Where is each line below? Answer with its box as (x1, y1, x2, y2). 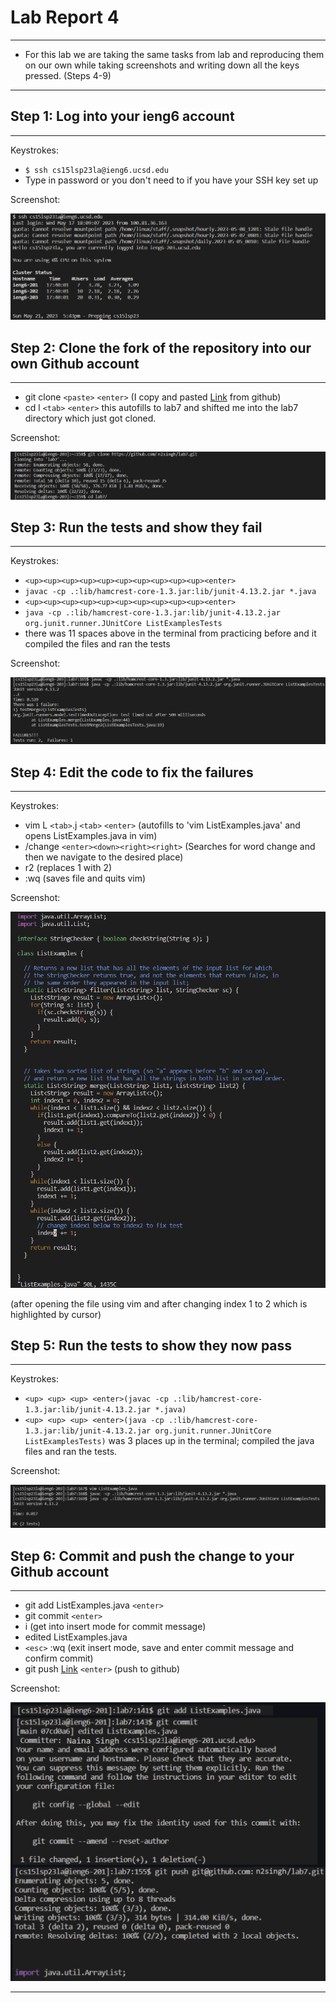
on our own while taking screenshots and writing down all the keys (24, 59, 300, 71)
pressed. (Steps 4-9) (24, 69, 112, 81)
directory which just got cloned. (24, 412, 157, 425)
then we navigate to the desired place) (24, 851, 184, 863)
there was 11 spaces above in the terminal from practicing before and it (24, 627, 317, 640)
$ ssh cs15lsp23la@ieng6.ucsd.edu (24, 165, 169, 175)
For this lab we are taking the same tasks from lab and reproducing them (24, 48, 325, 60)
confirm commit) (24, 1652, 94, 1665)
